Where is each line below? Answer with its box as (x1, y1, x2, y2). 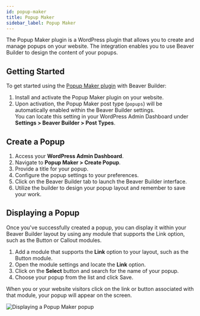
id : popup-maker (6, 8, 47, 15)
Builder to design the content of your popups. (6, 49, 118, 56)
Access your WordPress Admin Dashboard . (14, 153, 124, 159)
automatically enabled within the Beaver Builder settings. (14, 107, 155, 114)
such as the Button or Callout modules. (6, 236, 102, 244)
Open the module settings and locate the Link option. (14, 261, 146, 268)
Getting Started (6, 66, 65, 77)
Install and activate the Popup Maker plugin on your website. (14, 94, 164, 101)
